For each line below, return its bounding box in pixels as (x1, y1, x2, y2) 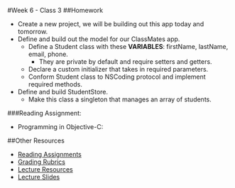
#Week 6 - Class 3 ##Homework (7, 6, 104, 14)
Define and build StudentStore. (17, 88, 109, 96)
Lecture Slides (17, 173, 60, 181)
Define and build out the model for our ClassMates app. (17, 35, 180, 43)
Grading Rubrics (17, 157, 66, 166)
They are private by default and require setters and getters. (38, 57, 212, 66)
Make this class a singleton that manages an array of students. (28, 95, 212, 104)
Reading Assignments (17, 150, 82, 158)
